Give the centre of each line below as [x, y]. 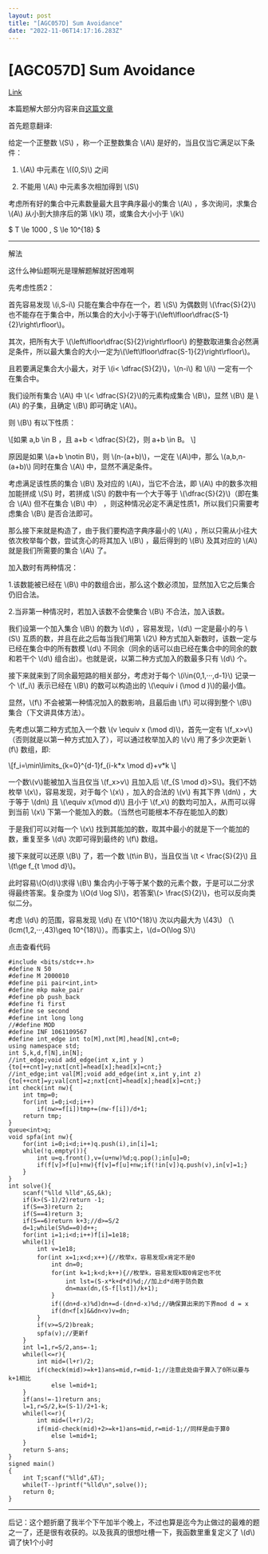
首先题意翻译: [31, 126]
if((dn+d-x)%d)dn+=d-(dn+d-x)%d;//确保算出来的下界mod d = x [150, 1304]
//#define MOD [32, 1025]
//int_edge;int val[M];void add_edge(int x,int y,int [100, 1074]
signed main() [32, 1464]
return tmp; [42, 1117]
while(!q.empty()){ [55, 1151]
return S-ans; [46, 1450]
